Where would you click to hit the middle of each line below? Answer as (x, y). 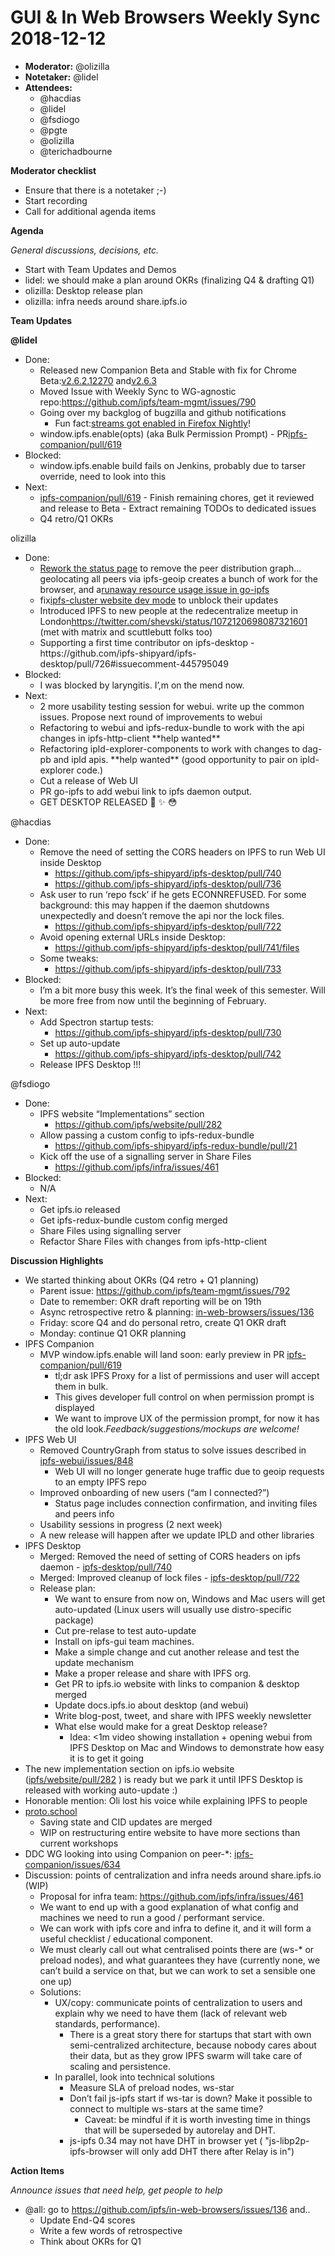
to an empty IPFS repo (100, 1482)
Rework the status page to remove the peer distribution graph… (170, 568)
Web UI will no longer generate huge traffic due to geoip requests (189, 1471)
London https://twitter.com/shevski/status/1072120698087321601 (173, 621)
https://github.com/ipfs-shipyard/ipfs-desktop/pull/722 (168, 926)
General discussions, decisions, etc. (85, 250)
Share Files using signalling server (110, 1230)
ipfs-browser (96, 2151)
